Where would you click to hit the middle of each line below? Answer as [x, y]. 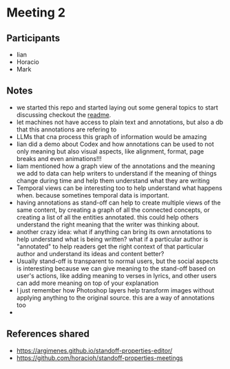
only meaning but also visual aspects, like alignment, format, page [110, 151]
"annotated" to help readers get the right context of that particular [110, 246]
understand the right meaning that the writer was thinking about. [108, 224]
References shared [48, 334]
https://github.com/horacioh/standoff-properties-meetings [100, 358]
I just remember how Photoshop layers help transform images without [115, 290]
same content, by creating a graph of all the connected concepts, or [113, 210]
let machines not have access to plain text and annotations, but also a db [120, 122]
